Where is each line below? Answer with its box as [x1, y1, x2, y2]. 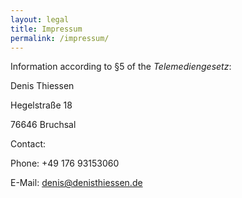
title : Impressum [10, 24, 83, 34]
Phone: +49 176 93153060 [10, 157, 120, 170]
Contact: [10, 138, 47, 150]
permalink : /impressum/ [10, 33, 110, 43]
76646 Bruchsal [10, 119, 77, 131]
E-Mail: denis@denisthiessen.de [10, 177, 143, 189]
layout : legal [10, 14, 70, 25]
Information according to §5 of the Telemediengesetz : [10, 61, 232, 73]
